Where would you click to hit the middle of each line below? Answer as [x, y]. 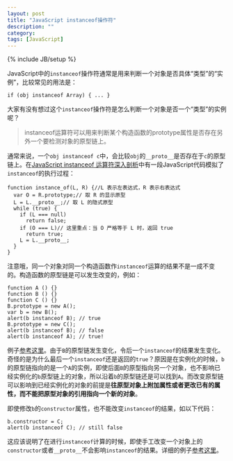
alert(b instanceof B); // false [56, 330]
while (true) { [35, 209]
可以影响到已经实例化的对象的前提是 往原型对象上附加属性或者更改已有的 [111, 385]
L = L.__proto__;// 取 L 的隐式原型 [63, 203]
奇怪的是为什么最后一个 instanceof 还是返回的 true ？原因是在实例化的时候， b [116, 359]
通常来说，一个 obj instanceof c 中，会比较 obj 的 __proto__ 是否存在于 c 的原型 [116, 156]
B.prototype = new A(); [42, 306]
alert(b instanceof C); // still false [65, 428]
